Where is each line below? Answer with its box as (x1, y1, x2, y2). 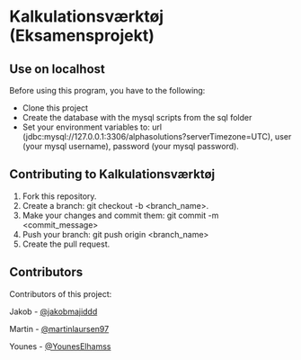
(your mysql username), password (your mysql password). (22, 141, 240, 151)
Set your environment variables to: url (22, 121, 163, 132)
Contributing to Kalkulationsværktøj (9, 166, 216, 182)
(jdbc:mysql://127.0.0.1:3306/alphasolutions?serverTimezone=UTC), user (22, 131, 292, 141)
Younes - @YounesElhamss (9, 340, 111, 352)
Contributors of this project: (9, 288, 112, 299)
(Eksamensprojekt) (9, 25, 155, 46)
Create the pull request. (22, 238, 111, 249)
